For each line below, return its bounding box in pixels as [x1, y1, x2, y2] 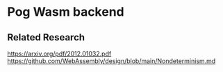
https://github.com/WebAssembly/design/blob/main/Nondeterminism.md [7, 57, 216, 65]
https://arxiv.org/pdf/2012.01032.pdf [7, 49, 112, 58]
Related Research [7, 32, 85, 43]
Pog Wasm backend [7, 4, 124, 20]
